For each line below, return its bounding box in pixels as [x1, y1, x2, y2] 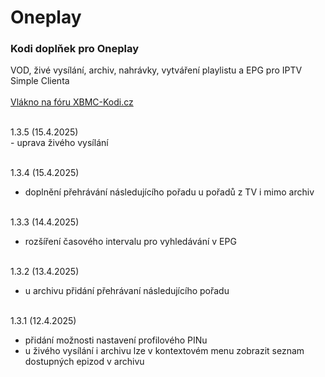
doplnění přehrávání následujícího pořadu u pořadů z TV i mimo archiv [24, 186, 315, 198]
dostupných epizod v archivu [24, 356, 145, 368]
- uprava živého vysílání [10, 137, 109, 149]
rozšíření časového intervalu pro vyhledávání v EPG [24, 236, 237, 248]
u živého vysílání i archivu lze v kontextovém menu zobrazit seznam [24, 345, 305, 357]
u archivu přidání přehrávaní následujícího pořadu [24, 285, 230, 297]
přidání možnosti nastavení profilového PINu [24, 334, 208, 346]
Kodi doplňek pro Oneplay [10, 42, 139, 56]
